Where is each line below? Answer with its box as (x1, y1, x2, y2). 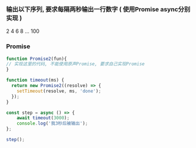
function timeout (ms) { (6, 78, 65, 83)
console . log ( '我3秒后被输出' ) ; (16, 120, 88, 127)
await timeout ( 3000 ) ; (16, 115, 69, 121)
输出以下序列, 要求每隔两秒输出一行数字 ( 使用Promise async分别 (6, 5, 191, 13)
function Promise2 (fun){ (6, 56, 67, 62)
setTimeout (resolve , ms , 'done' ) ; (16, 88, 101, 94)
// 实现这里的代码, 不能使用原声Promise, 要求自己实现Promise (6, 61, 145, 67)
